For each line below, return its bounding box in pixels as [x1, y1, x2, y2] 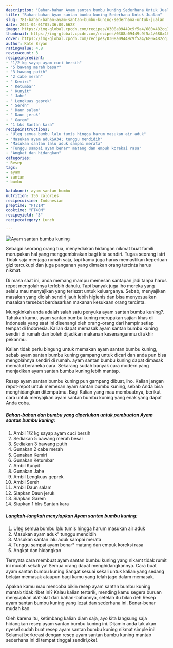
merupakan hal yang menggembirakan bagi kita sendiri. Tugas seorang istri [6, 251, 166, 257]
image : [6, 27, 20, 32]
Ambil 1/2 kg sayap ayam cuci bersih [13, 430, 91, 436]
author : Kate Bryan [6, 41, 48, 46]
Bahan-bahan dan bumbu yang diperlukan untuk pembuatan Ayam [6, 411, 153, 418]
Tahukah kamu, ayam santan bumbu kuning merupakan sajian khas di [6, 315, 153, 321]
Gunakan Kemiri [13, 452, 47, 458]
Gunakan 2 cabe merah [13, 446, 63, 453]
